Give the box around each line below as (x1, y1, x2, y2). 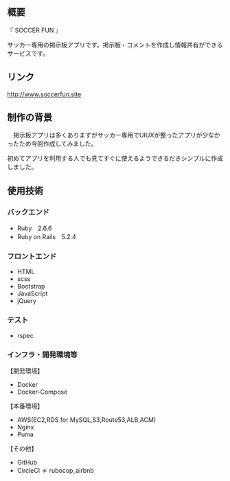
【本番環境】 (7, 402, 43, 410)
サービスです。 (7, 49, 49, 57)
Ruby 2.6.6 (16, 224, 53, 232)
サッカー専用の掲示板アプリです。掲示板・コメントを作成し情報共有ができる (7, 41, 223, 49)
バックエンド (7, 207, 50, 216)
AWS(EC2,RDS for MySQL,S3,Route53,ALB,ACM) (16, 416, 157, 424)
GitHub (16, 458, 38, 467)
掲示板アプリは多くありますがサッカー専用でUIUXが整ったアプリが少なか (12, 131, 221, 139)
